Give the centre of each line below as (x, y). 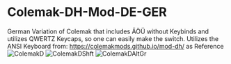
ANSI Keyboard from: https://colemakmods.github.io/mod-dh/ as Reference (115, 46)
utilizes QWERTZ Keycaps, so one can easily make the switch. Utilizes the (113, 38)
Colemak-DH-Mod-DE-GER (87, 12)
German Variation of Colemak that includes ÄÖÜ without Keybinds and (108, 31)
